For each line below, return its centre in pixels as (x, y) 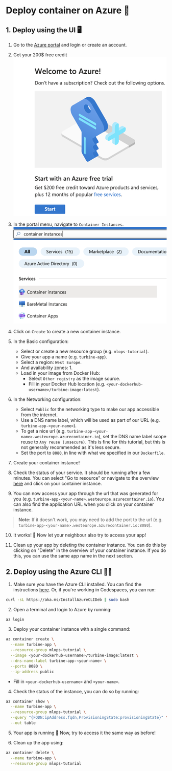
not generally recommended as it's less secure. (71, 447)
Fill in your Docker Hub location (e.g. (67, 384)
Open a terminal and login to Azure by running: (62, 609)
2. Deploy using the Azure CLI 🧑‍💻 (59, 572)
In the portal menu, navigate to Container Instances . (68, 224)
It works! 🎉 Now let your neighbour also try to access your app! (80, 535)
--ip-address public (32, 672)
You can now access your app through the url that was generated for (86, 493)
